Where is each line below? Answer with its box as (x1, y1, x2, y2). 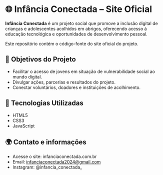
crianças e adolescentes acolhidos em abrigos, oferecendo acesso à (5, 25, 147, 31)
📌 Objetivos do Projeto (5, 55, 76, 63)
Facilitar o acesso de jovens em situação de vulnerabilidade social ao (12, 68, 155, 74)
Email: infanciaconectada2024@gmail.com (12, 159, 101, 165)
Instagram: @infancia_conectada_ (12, 164, 82, 170)
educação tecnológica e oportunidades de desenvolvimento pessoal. (5, 31, 147, 37)
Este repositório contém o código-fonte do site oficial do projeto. (5, 40, 138, 46)
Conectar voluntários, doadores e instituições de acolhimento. (12, 84, 141, 90)
